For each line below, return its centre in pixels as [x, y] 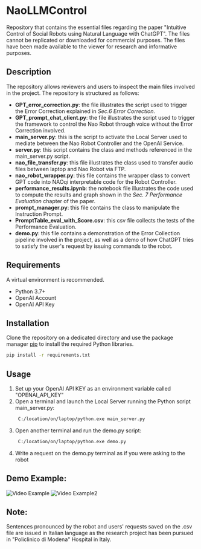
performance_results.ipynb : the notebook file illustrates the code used [104, 188]
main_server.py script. [43, 156]
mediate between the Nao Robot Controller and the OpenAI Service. [99, 143]
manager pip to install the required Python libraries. [70, 344]
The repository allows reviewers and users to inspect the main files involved [101, 86]
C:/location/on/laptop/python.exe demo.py [72, 441]
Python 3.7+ [30, 291]
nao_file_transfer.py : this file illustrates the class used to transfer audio [104, 162]
